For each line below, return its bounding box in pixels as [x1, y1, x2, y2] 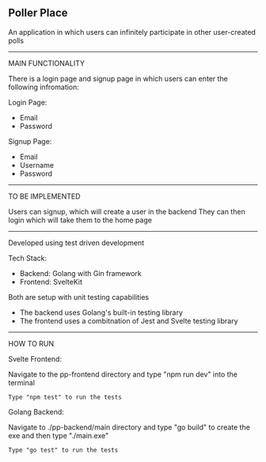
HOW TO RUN [8, 339, 55, 348]
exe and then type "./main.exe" [8, 430, 109, 440]
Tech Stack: [8, 253, 47, 263]
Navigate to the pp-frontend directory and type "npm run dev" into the [8, 369, 237, 379]
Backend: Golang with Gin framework [19, 268, 142, 278]
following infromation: [8, 82, 79, 92]
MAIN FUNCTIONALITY [8, 59, 85, 68]
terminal [8, 377, 36, 387]
